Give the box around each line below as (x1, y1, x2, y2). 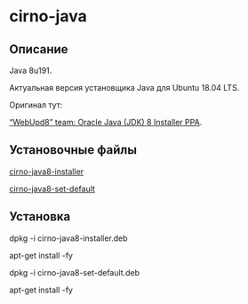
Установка (9, 209, 71, 224)
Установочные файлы (9, 142, 138, 157)
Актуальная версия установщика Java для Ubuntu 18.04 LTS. (9, 83, 240, 92)
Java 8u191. (9, 65, 52, 76)
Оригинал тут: (9, 100, 63, 110)
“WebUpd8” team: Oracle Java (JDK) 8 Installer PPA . (9, 117, 203, 127)
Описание (9, 42, 68, 57)
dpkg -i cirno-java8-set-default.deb (9, 267, 140, 277)
